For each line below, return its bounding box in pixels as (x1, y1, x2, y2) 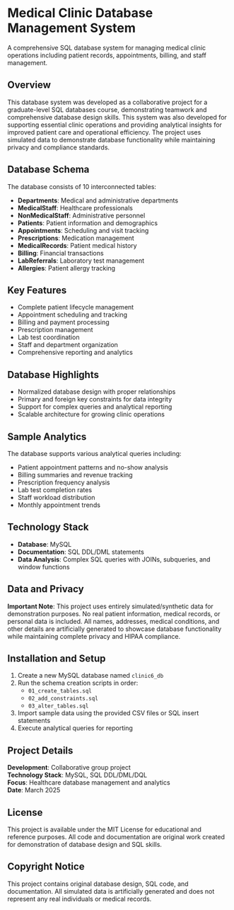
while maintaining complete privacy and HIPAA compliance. (7, 632, 181, 640)
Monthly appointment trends (17, 501, 101, 509)
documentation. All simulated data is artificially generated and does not (7, 887, 215, 895)
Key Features (7, 284, 67, 296)
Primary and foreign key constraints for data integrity (17, 395, 172, 404)
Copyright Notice (7, 860, 85, 872)
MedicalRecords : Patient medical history (17, 241, 137, 249)
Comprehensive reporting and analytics (17, 348, 133, 357)
